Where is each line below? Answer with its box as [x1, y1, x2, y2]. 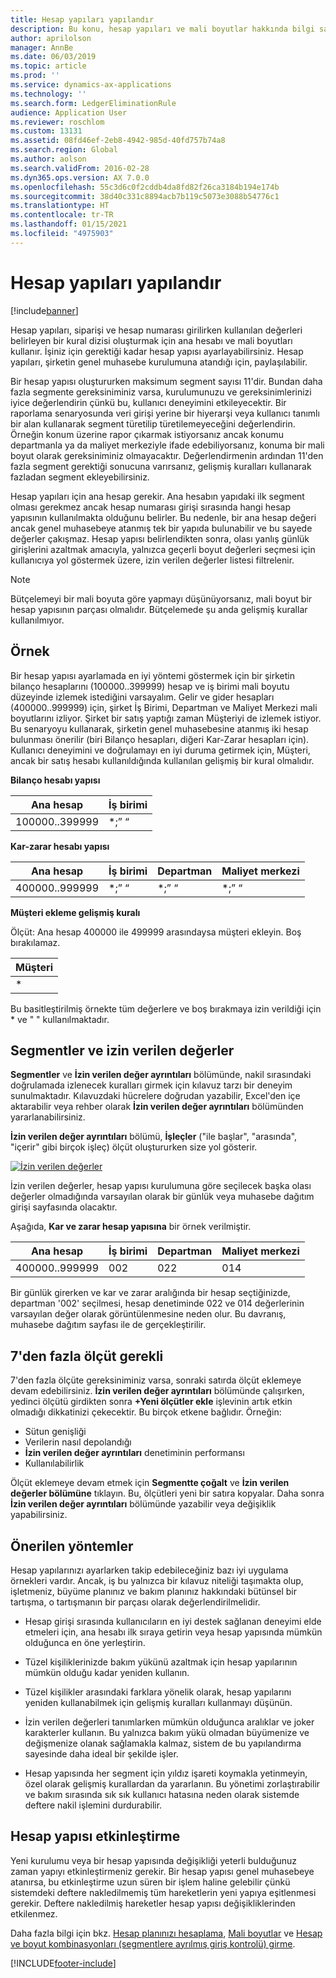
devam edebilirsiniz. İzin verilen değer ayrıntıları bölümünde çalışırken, [10, 1385, 305, 1397]
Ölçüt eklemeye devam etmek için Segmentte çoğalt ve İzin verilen [10, 1477, 290, 1489]
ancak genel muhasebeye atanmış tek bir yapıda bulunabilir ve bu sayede [10, 522, 313, 534]
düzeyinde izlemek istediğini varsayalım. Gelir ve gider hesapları [10, 691, 275, 703]
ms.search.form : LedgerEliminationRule [10, 98, 177, 108]
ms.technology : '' [10, 89, 87, 99]
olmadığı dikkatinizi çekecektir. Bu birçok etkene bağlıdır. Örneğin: [10, 1406, 282, 1418]
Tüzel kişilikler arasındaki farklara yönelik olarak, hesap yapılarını [24, 1686, 292, 1698]
